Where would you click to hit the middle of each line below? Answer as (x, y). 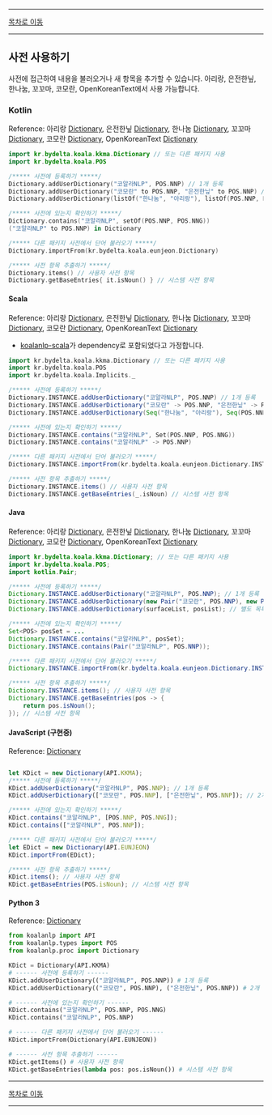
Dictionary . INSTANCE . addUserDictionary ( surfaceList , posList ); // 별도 (130, 609)
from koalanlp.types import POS (63, 943)
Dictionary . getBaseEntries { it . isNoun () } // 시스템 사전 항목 (111, 280)
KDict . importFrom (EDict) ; (52, 855)
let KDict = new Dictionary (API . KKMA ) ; (76, 773)
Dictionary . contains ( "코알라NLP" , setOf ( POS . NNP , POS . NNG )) (109, 221)
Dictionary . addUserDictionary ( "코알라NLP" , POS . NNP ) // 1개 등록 (116, 184)
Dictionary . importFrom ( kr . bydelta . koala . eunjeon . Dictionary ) (114, 251)
